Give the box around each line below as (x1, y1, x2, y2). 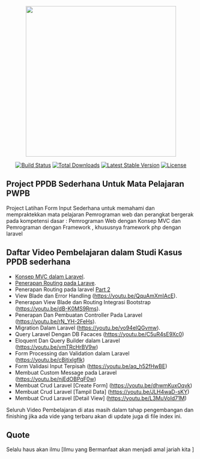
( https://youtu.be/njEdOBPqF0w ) (14, 375, 96, 382)
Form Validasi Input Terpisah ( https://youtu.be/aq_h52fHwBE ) (14, 362, 168, 370)
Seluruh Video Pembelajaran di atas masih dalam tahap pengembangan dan (6, 406, 194, 413)
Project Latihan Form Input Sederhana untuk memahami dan (6, 204, 155, 211)
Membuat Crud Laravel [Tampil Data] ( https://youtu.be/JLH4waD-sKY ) (14, 388, 190, 395)
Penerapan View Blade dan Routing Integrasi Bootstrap (14, 298, 151, 305)
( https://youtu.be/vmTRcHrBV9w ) (14, 343, 98, 351)
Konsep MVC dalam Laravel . (14, 273, 85, 280)
